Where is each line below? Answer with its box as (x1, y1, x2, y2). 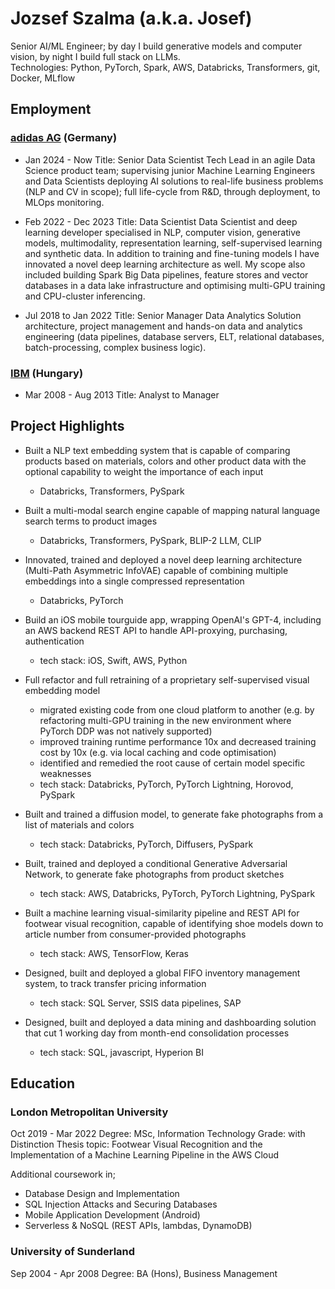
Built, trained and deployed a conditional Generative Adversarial (24, 857, 288, 869)
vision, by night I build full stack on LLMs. (10, 50, 181, 62)
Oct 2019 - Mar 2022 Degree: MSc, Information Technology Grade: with (10, 1128, 306, 1140)
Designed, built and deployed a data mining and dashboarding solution (24, 1016, 317, 1028)
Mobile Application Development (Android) (24, 1209, 201, 1221)
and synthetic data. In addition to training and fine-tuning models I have (24, 247, 320, 259)
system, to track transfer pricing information (24, 977, 207, 989)
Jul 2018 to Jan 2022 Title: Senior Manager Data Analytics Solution (24, 309, 302, 321)
